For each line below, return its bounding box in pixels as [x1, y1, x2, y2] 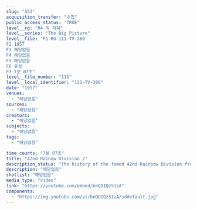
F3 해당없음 [6, 47, 30, 53]
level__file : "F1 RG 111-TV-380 [6, 36, 85, 42]
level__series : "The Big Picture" [6, 31, 91, 36]
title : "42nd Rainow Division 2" [6, 156, 88, 161]
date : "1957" [6, 85, 38, 91]
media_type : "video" [6, 177, 57, 184]
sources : [6, 101, 28, 107]
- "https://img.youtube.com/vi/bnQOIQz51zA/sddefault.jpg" [11, 194, 159, 200]
